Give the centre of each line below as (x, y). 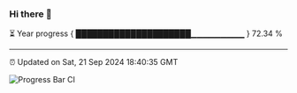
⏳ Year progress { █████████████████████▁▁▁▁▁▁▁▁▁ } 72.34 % (146, 33)
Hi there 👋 (31, 14)
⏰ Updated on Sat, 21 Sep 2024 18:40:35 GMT (94, 62)
